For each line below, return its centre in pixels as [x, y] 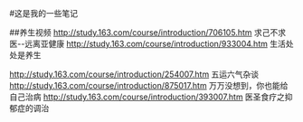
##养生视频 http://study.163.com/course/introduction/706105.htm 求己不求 [148, 33]
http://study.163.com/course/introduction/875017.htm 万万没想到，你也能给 [149, 85]
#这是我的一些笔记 [44, 13]
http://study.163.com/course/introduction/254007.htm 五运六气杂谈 [134, 74]
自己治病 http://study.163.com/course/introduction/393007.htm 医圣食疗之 [147, 97]
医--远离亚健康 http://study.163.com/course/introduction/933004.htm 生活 [148, 44]
